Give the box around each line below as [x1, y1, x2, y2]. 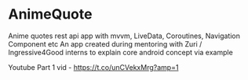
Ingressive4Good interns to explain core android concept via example [8, 47, 233, 57]
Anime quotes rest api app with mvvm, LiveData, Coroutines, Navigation [8, 31, 241, 40]
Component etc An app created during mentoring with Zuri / [8, 39, 202, 48]
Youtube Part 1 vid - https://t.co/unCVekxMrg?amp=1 [8, 62, 179, 71]
